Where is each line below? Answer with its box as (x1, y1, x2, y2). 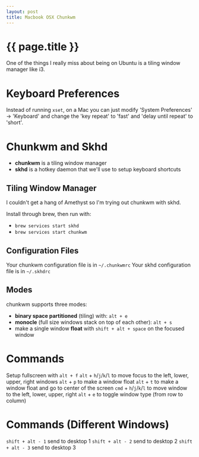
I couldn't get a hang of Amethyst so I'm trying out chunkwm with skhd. (6, 199, 181, 206)
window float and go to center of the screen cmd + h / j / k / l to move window (6, 384, 188, 392)
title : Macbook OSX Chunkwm (6, 14, 76, 20)
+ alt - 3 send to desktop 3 (6, 444, 76, 451)
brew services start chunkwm (14, 230, 87, 236)
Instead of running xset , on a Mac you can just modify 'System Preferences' (6, 107, 192, 114)
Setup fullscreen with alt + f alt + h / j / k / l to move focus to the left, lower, (6, 371, 189, 378)
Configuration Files (6, 245, 79, 256)
